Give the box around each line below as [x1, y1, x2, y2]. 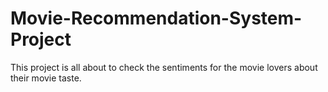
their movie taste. [10, 72, 82, 84]
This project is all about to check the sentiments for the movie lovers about [10, 61, 318, 73]
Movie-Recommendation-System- [10, 7, 303, 30]
